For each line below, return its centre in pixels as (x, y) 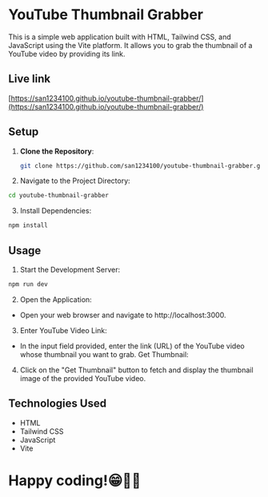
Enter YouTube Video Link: (64, 330)
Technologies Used (57, 404)
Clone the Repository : (57, 151)
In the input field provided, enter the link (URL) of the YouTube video (132, 346)
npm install (28, 225)
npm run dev (28, 284)
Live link (29, 79)
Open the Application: (56, 299)
